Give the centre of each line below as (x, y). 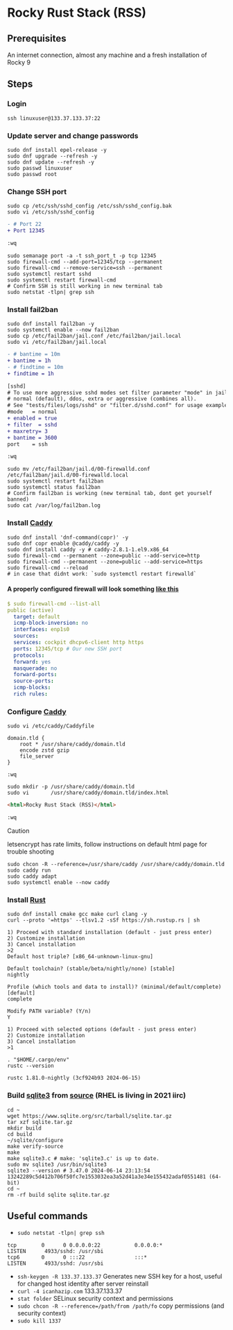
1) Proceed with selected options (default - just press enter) (102, 1030)
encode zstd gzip (45, 750)
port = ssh (28, 444)
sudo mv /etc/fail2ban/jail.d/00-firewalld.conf (79, 469)
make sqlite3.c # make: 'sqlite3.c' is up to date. (83, 1158)
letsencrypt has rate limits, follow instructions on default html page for (107, 844)
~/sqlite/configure (35, 1140)
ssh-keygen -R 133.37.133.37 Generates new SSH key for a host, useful (120, 1277)
